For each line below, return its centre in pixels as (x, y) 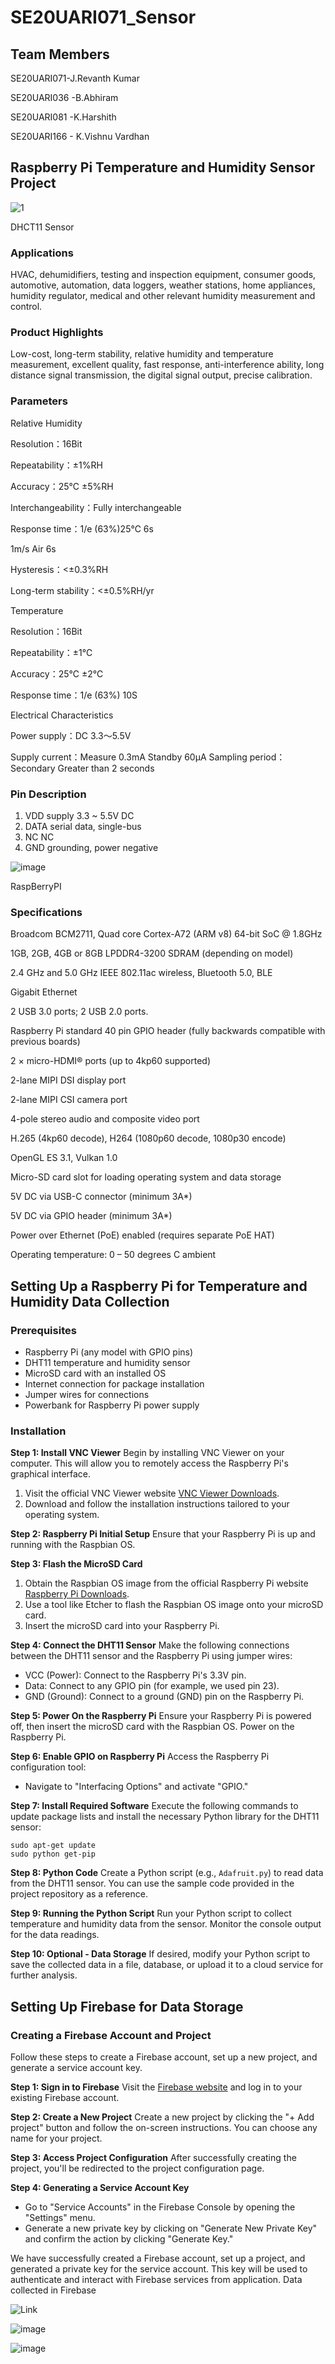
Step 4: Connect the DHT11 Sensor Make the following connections (150, 1645)
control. (26, 307)
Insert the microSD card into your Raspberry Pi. (122, 1626)
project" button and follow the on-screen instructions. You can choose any (164, 2127)
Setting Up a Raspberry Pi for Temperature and (159, 1286)
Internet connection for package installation (114, 1383)
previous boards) (45, 1042)
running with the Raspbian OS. (73, 1545)
